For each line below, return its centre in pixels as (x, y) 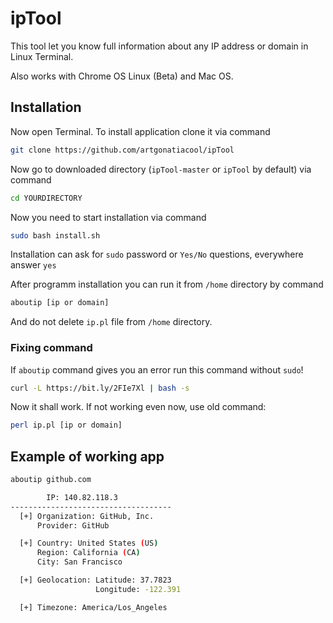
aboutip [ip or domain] (60, 303)
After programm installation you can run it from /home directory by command (167, 284)
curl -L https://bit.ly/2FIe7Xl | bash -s (100, 388)
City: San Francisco (79, 562)
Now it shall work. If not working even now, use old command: (138, 407)
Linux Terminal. (42, 56)
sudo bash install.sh (55, 235)
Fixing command (51, 348)
